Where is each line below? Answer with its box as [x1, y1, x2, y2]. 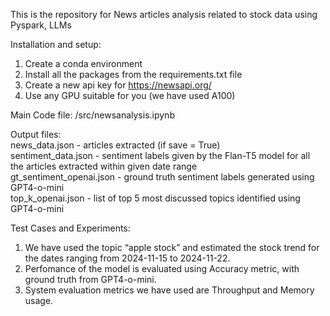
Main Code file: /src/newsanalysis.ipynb [10, 109, 175, 121]
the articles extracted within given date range [10, 160, 198, 172]
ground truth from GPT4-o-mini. [24, 274, 157, 285]
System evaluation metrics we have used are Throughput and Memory [24, 284, 315, 296]
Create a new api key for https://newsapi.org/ [24, 79, 212, 91]
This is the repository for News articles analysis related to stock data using [10, 9, 318, 20]
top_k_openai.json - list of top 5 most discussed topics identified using [10, 192, 301, 204]
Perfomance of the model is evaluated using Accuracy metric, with [24, 263, 300, 274]
